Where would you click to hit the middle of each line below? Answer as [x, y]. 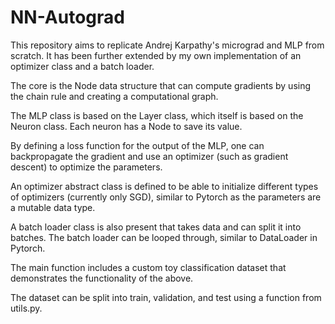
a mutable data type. [53, 207]
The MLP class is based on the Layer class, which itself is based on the [157, 115]
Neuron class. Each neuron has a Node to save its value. [126, 126]
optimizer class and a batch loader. [82, 66]
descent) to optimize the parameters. [86, 167]
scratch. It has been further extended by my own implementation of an [156, 55]
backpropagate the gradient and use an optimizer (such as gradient [149, 156]
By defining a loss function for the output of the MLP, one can [137, 145]
